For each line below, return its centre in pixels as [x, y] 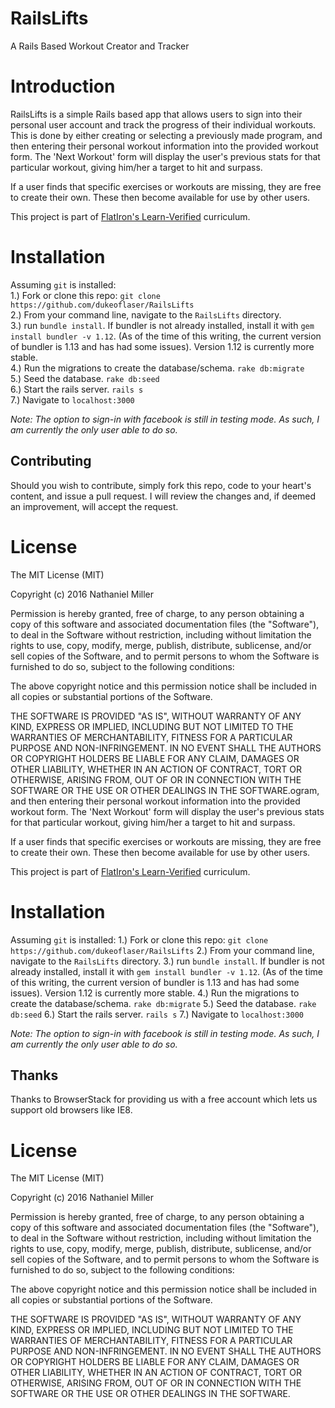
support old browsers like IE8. [71, 1110]
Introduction [63, 86]
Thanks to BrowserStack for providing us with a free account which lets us [164, 1099]
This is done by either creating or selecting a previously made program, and [166, 135]
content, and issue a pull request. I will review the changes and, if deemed [163, 496]
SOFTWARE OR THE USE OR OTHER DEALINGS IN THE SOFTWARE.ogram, [165, 790]
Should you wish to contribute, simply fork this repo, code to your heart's [161, 485]
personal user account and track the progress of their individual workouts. [163, 124]
